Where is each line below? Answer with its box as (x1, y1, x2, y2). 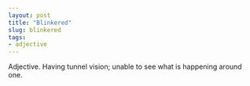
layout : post (8, 11, 51, 20)
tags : (8, 33, 26, 41)
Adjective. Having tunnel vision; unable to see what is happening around (8, 62, 242, 71)
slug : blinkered (8, 26, 61, 34)
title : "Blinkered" (8, 19, 72, 27)
